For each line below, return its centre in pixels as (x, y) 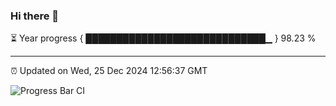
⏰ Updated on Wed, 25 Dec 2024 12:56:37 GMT (109, 71)
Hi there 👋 (35, 16)
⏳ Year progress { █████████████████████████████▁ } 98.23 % (163, 38)
